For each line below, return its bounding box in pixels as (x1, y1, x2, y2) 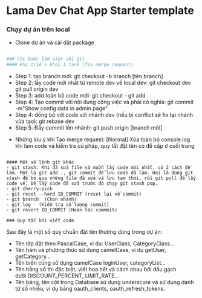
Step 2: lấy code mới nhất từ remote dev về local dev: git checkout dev (15, 79, 191, 87)
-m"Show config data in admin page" (15, 105, 108, 112)
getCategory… (15, 253, 51, 260)
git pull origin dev (15, 85, 59, 93)
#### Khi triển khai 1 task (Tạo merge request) (6, 62, 134, 68)
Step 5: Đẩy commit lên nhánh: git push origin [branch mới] (15, 124, 163, 131)
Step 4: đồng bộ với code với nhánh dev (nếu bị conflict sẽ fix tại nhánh (15, 111, 194, 119)
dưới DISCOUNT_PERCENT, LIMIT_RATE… (15, 272, 120, 279)
